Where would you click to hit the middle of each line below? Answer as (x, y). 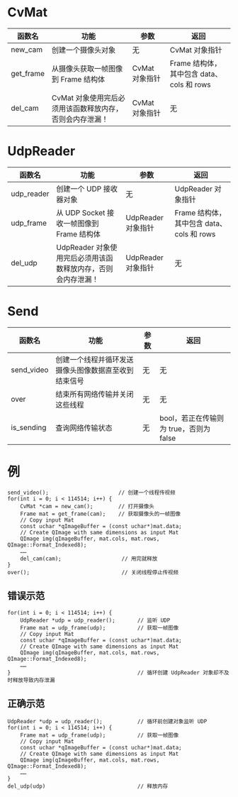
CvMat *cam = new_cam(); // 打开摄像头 (87, 506)
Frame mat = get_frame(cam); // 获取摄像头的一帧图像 (100, 514)
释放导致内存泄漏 (34, 680)
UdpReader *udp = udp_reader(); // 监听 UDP (95, 620)
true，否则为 (190, 429)
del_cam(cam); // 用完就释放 (89, 559)
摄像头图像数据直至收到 (95, 370)
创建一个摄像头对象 (83, 50)
